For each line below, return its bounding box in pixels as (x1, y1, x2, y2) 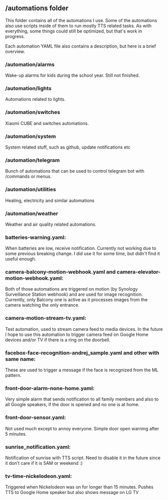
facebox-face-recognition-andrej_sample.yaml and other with (5, 349, 159, 356)
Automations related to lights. (5, 96, 66, 102)
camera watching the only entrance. (5, 302, 80, 308)
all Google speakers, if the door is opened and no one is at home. (5, 402, 140, 408)
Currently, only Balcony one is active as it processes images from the (5, 297, 148, 303)
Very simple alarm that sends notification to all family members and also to (5, 396, 159, 402)
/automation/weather (5, 210, 58, 217)
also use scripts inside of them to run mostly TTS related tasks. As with (5, 23, 151, 29)
